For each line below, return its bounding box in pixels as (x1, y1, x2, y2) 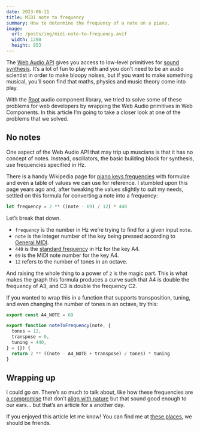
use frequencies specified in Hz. (6, 161, 86, 168)
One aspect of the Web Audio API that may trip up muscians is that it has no (6, 148, 193, 155)
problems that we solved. (6, 115, 69, 122)
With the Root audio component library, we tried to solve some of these (6, 95, 182, 103)
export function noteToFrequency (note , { (6, 322, 111, 329)
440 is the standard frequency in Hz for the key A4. (14, 245, 140, 252)
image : (6, 25, 23, 32)
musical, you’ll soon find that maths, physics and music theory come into (6, 77, 186, 85)
